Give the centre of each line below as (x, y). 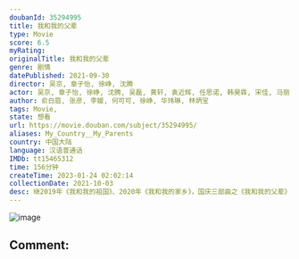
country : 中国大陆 (41, 142)
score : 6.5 (29, 42)
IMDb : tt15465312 (42, 159)
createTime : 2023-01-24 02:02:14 (71, 175)
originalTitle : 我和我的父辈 (59, 59)
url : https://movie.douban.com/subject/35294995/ (104, 126)
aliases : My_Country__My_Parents (71, 134)
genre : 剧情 (30, 68)
